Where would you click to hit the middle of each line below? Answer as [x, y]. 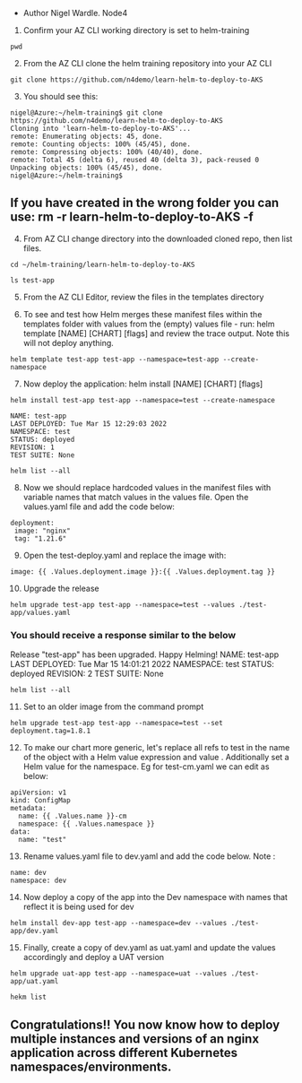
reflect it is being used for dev [78, 907]
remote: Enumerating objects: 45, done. [87, 136]
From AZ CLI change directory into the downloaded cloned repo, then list [158, 238]
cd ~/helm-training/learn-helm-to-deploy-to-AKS [103, 264]
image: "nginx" [42, 531]
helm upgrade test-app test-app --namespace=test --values [123, 604]
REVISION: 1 [32, 447]
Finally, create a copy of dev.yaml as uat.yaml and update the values [149, 948]
